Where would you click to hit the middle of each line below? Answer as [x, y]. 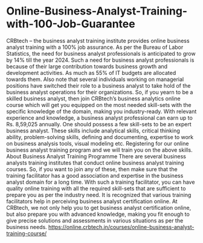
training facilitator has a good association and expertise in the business [95, 175]
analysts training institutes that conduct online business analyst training [95, 163]
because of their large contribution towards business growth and [87, 66]
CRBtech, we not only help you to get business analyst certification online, [99, 207]
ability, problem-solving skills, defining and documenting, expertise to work [100, 137]
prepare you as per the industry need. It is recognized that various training [99, 195]
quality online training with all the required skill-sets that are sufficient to [96, 188]
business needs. [27, 227]
